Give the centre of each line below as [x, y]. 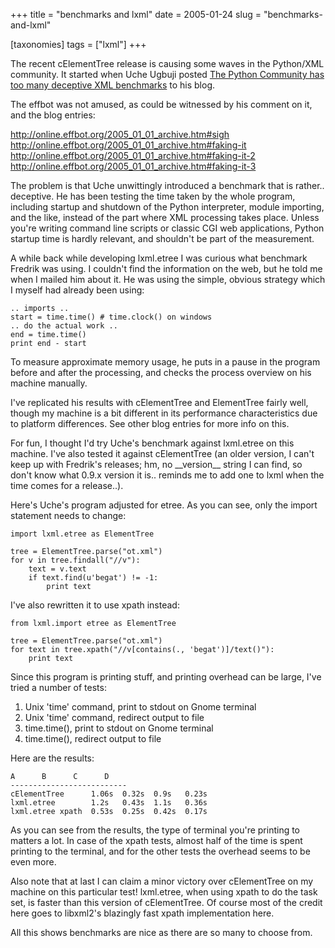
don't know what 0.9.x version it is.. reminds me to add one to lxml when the [167, 475]
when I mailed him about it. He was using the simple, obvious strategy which [168, 279]
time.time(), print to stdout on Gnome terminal [119, 728]
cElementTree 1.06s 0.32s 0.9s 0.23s [109, 794]
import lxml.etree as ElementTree [82, 534]
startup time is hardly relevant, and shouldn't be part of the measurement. [162, 238]
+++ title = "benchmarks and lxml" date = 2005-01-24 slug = [136, 14]
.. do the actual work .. [64, 326]
